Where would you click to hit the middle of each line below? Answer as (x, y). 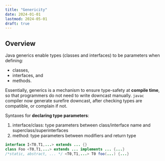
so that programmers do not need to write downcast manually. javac (75, 96)
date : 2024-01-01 (23, 14)
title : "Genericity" (26, 10)
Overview (21, 43)
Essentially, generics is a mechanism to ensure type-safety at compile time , (82, 90)
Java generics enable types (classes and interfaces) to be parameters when (82, 55)
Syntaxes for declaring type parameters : (47, 116)
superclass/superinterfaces (40, 130)
